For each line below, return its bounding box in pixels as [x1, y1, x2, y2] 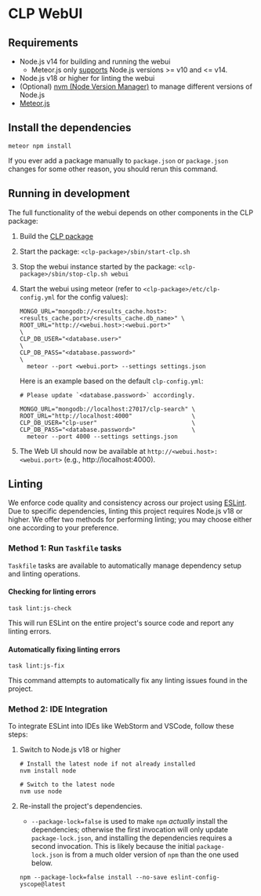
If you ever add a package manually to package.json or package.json [8, 155, 229, 165]
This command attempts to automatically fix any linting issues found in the [8, 676, 248, 686]
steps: [8, 730, 28, 739]
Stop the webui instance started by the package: [19, 261, 177, 271]
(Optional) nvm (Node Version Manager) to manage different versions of [19, 82, 253, 91]
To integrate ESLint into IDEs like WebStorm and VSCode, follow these [8, 722, 234, 731]
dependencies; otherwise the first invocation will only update [31, 825, 229, 835]
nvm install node [19, 767, 77, 775]
